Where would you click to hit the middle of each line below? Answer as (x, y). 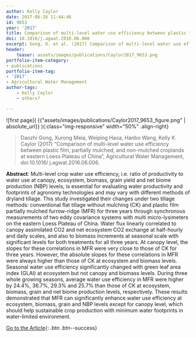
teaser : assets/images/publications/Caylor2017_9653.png (87, 55)
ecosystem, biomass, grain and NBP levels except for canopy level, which (94, 304)
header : (15, 50)
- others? (29, 98)
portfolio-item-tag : (31, 71)
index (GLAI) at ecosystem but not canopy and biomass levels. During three (97, 273)
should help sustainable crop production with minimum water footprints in (95, 310)
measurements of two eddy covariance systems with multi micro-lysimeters (97, 217)
